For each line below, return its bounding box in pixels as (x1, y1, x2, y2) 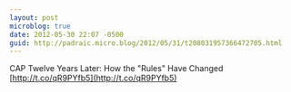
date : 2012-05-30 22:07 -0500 (9, 30, 125, 39)
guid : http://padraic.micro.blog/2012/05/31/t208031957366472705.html (9, 38, 283, 48)
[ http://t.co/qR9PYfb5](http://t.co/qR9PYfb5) (9, 73, 177, 84)
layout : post (9, 13, 59, 23)
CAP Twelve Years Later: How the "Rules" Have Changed (9, 63, 224, 74)
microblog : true (9, 22, 71, 31)
